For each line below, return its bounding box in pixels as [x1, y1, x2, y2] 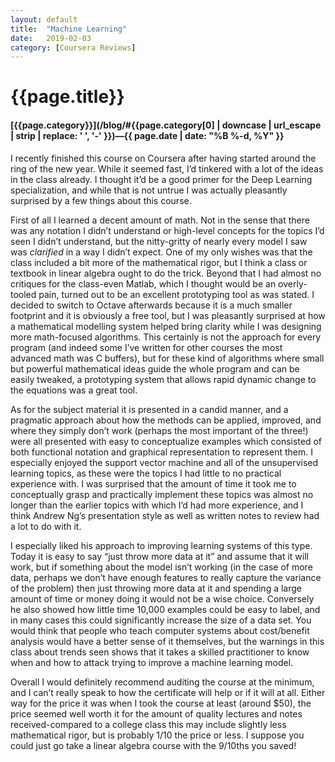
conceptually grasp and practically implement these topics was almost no [10, 488, 314, 500]
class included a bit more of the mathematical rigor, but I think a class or [10, 256, 308, 268]
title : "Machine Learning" [10, 24, 128, 34]
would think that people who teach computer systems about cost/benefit [10, 624, 310, 636]
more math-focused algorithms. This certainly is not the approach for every [10, 331, 322, 343]
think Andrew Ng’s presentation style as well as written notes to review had [10, 509, 320, 521]
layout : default [10, 14, 78, 25]
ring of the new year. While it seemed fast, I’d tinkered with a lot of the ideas [10, 162, 324, 175]
